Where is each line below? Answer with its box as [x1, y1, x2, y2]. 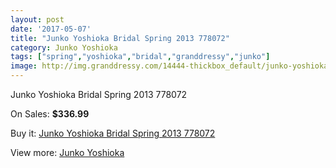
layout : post [10, 14, 65, 25]
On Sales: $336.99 [10, 108, 90, 120]
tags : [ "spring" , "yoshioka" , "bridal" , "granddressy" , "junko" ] [10, 52, 271, 62]
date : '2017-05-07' [10, 24, 92, 34]
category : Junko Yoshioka [10, 42, 118, 53]
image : [10, 61, 38, 71]
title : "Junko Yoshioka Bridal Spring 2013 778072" [10, 33, 230, 43]
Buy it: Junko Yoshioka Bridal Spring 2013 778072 [10, 127, 216, 139]
